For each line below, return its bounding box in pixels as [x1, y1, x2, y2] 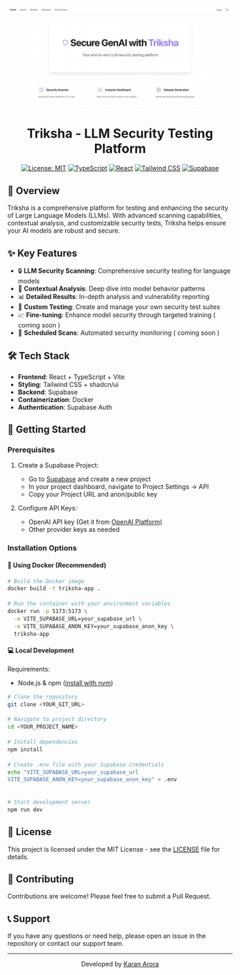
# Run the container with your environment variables [7, 600, 171, 607]
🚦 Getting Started [7, 423, 86, 436]
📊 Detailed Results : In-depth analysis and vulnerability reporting [17, 292, 210, 300]
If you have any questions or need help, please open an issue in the [7, 931, 206, 940]
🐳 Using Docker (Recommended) [7, 560, 106, 569]
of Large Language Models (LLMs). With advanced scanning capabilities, [7, 211, 223, 220]
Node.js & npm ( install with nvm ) [17, 678, 114, 687]
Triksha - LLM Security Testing [26, 125, 214, 141]
